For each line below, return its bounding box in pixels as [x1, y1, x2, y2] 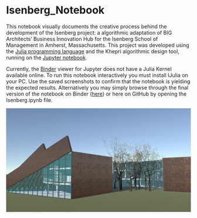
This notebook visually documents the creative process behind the [6, 23, 167, 30]
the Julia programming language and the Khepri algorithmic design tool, [6, 47, 180, 54]
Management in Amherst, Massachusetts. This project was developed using [6, 42, 189, 49]
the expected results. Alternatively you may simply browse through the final [6, 84, 189, 91]
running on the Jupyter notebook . [6, 54, 87, 61]
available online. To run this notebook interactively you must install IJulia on [6, 71, 189, 79]
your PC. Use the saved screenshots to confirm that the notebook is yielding [6, 77, 191, 85]
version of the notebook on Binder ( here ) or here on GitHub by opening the [6, 90, 187, 97]
